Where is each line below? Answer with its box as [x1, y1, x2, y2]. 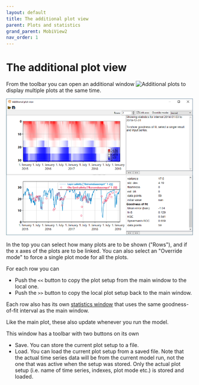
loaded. [14, 373, 34, 380]
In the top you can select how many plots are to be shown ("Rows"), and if [6, 241, 188, 249]
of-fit [6, 307, 19, 314]
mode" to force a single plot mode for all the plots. [6, 254, 129, 261]
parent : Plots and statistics [6, 22, 81, 28]
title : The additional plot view [6, 15, 89, 22]
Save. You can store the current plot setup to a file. [14, 342, 139, 349]
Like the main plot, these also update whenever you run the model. [6, 319, 169, 326]
